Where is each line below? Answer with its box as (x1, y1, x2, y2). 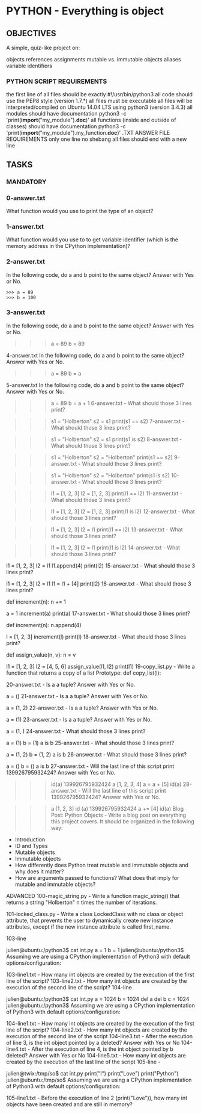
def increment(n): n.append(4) (6, 621, 82, 628)
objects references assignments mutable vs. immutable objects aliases (6, 56, 181, 63)
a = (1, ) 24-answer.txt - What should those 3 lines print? (6, 727, 146, 735)
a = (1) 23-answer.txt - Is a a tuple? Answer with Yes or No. (6, 716, 152, 723)
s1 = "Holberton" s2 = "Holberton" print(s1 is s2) (50, 471, 170, 479)
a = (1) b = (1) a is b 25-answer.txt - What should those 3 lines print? (6, 739, 175, 746)
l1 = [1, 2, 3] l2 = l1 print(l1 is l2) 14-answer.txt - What (50, 543, 181, 551)
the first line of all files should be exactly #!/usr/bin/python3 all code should (6, 91, 193, 98)
